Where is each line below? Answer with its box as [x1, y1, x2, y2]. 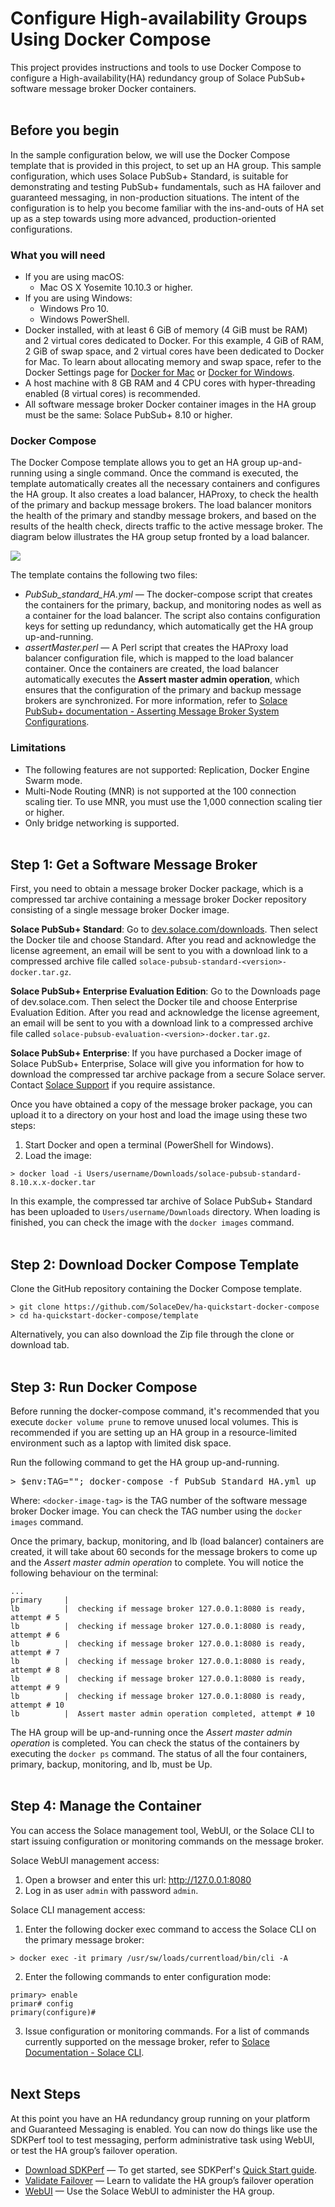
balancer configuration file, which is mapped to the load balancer [24, 652, 294, 664]
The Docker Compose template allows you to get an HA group [10, 457, 266, 469]
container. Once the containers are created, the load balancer [24, 663, 279, 675]
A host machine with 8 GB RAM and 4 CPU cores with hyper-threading [24, 377, 316, 389]
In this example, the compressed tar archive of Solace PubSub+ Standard [10, 1195, 313, 1207]
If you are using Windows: [24, 292, 133, 304]
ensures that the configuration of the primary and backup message [24, 684, 302, 696]
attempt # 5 [10, 1613, 60, 1623]
